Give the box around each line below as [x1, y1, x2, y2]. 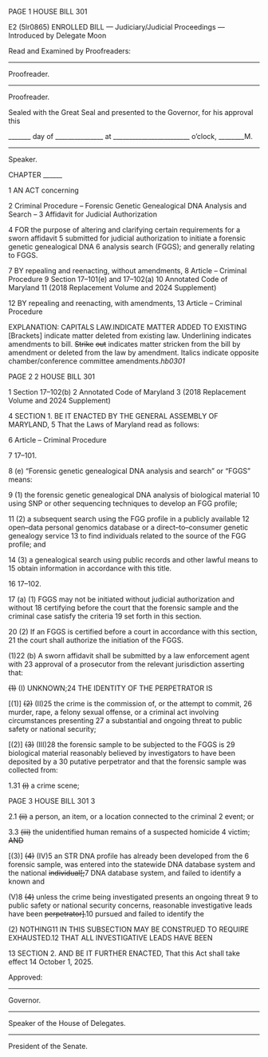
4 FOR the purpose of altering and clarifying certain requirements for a [8, 225, 241, 234]
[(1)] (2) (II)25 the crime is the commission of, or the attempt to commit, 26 [8, 699, 253, 708]
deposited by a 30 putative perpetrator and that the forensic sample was [8, 757, 247, 766]
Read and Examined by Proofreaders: [8, 46, 132, 55]
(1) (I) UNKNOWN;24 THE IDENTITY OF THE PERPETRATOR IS [8, 683, 213, 693]
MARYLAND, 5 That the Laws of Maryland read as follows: [8, 419, 199, 429]
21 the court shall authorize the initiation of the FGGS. [8, 635, 183, 645]
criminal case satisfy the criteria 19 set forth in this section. [8, 611, 202, 621]
